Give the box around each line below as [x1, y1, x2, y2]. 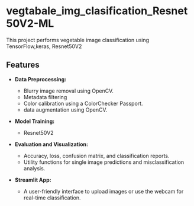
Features [6, 60, 40, 70]
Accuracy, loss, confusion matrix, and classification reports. [23, 152, 170, 159]
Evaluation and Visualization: [14, 141, 89, 148]
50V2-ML [6, 17, 54, 30]
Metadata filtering [23, 93, 67, 100]
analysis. [23, 164, 46, 172]
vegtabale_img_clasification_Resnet [6, 4, 188, 18]
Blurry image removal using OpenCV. [23, 87, 114, 94]
